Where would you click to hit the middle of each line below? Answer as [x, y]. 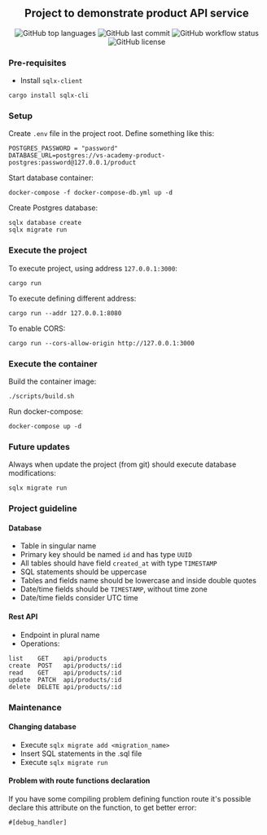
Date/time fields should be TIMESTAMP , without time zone [114, 589]
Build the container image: [53, 381]
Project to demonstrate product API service [137, 13]
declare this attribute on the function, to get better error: [103, 807]
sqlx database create [45, 223]
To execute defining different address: [72, 298]
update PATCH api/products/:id [65, 679]
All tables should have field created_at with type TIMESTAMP [118, 563]
